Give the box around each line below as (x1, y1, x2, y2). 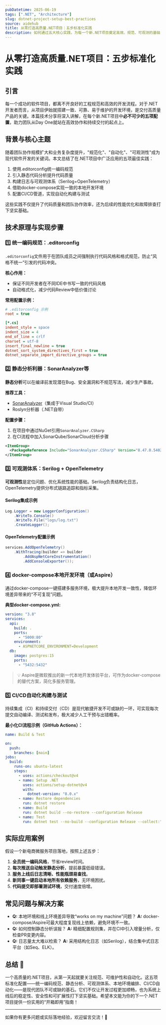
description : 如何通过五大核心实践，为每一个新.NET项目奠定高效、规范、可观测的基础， (5, 30, 165, 35)
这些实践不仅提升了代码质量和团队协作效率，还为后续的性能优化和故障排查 (5, 201, 157, 207)
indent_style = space (5, 325, 50, 330)
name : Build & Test (5, 732, 45, 737)
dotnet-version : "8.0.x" (27, 791, 79, 797)
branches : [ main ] (14, 750, 50, 755)
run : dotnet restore (23, 801, 65, 806)
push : (9, 745, 21, 750)
